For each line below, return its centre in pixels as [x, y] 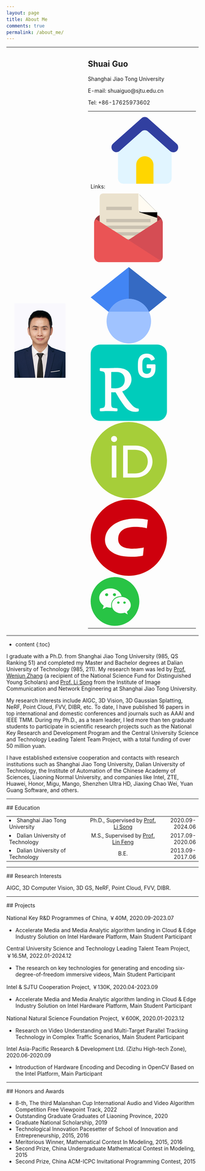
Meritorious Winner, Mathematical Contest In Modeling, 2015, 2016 [99, 1142]
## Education [23, 807]
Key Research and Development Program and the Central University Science [103, 733]
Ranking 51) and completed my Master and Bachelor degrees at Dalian [95, 662]
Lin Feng [123, 842]
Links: [98, 186]
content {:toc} [33, 644]
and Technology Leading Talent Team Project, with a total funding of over [99, 739]
